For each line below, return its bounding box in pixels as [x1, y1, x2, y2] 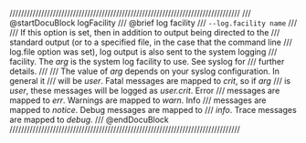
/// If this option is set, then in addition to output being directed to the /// [9, 27, 280, 37]
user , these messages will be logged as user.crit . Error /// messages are [9, 86, 280, 96]
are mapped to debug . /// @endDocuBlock [9, 114, 169, 125]
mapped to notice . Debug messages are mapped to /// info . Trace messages [9, 105, 297, 115]
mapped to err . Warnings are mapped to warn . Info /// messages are [9, 95, 267, 106]
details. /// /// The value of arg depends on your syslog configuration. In [9, 66, 280, 77]
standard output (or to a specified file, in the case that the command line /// [9, 36, 292, 47]
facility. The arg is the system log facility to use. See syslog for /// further [9, 56, 285, 66]
